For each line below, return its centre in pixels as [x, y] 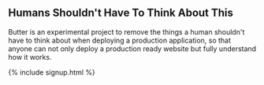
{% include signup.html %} [52, 72]
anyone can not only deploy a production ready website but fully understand [132, 48]
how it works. [30, 57]
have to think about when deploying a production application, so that [119, 40]
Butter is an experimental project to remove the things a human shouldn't [126, 31]
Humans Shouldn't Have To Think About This [121, 13]
